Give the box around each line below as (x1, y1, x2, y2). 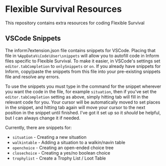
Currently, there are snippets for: (5, 124, 72, 130)
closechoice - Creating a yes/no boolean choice (12, 150, 111, 156)
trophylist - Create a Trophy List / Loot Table (12, 155, 107, 161)
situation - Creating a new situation (12, 134, 87, 140)
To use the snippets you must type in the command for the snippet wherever (5, 83, 162, 89)
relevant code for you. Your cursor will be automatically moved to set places (5, 99, 161, 105)
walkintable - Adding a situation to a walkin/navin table (12, 139, 125, 145)
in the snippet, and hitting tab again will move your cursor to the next (5, 104, 146, 110)
